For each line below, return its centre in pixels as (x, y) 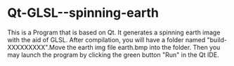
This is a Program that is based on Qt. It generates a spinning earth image (114, 32)
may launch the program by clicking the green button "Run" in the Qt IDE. (113, 55)
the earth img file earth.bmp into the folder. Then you (143, 47)
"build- (217, 39)
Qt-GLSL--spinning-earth (83, 13)
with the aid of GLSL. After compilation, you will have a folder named (106, 39)
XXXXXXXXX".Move (36, 47)
